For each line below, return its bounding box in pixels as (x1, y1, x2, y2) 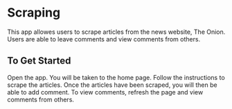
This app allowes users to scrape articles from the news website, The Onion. (7, 28, 226, 36)
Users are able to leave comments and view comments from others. (7, 34, 201, 43)
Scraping (7, 5, 61, 21)
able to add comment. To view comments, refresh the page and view (7, 88, 204, 96)
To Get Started (7, 55, 71, 67)
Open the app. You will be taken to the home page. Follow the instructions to (7, 73, 225, 81)
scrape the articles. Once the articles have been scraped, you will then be (7, 81, 217, 89)
